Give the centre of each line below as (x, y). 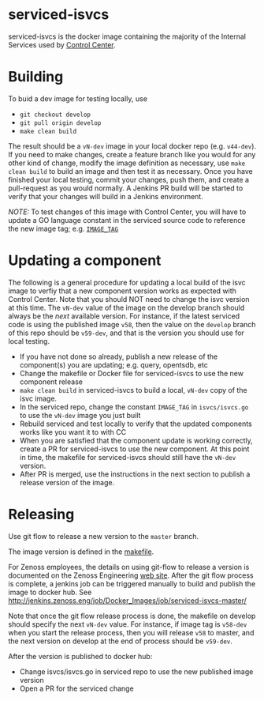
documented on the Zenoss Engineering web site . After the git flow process (131, 575)
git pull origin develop (60, 123)
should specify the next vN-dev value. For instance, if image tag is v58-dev (128, 624)
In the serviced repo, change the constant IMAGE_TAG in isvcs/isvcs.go (134, 407)
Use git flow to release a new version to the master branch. (104, 536)
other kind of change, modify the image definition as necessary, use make (127, 163)
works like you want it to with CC (73, 432)
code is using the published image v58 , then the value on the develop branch (132, 324)
